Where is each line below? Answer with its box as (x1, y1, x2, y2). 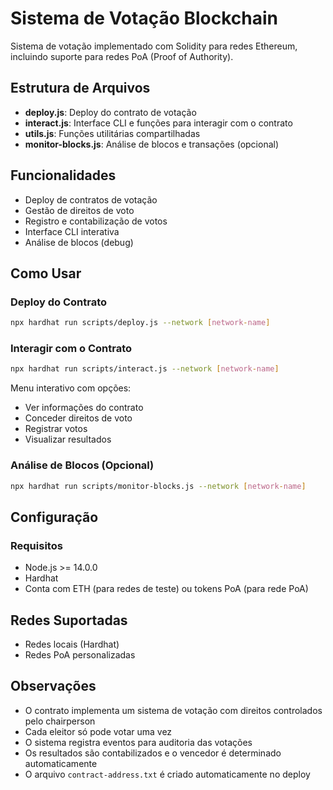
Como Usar (10, 265, 82, 282)
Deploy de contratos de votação (24, 193, 158, 206)
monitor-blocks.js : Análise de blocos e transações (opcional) (24, 138, 280, 150)
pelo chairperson (24, 715, 96, 727)
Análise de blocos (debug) (24, 236, 134, 248)
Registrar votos (24, 423, 88, 435)
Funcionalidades (10, 167, 117, 184)
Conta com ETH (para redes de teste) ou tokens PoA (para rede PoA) (24, 583, 309, 595)
